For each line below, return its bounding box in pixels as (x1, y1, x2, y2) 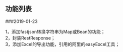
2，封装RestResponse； (5, 34, 55, 41)
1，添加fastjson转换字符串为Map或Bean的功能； (5, 28, 105, 34)
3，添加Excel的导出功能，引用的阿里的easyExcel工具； (5, 41, 120, 47)
